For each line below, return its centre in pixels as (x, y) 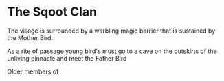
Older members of (33, 71)
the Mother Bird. (30, 37)
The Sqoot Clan (52, 12)
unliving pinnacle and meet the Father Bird (67, 58)
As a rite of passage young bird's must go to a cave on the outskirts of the (112, 51)
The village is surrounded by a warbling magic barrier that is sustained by (111, 31)
